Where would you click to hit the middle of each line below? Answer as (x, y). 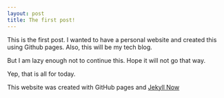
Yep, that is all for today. (41, 74)
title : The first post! (41, 20)
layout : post (26, 13)
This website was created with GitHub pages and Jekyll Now (93, 87)
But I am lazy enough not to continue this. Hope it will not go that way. (106, 60)
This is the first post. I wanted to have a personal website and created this (112, 39)
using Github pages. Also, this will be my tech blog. (80, 47)
